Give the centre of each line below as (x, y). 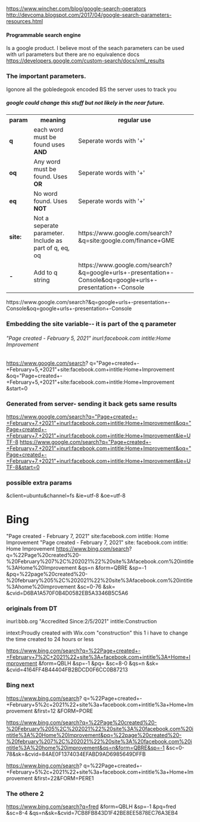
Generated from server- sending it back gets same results (92, 404)
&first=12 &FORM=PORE (63, 711)
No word (46, 194)
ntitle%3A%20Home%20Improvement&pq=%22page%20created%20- (94, 735)
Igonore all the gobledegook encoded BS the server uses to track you (91, 89)
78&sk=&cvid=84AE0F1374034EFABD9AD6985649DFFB (76, 754)
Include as (48, 240)
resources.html (25, 21)
